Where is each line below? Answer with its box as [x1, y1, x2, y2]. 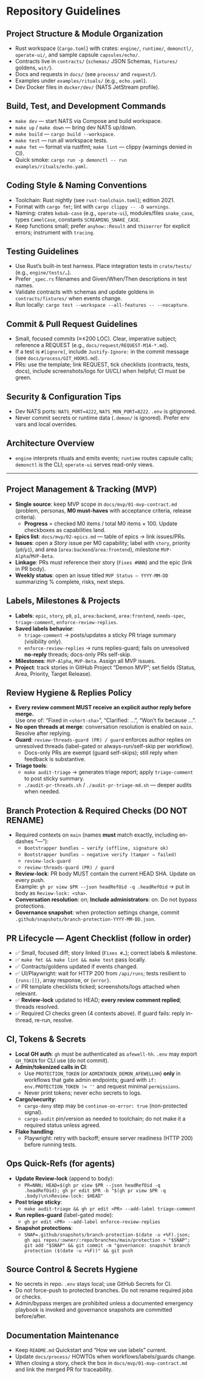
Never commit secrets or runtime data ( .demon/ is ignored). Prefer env [15, 414, 190, 421]
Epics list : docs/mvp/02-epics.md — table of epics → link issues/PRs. [15, 533, 186, 540]
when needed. [24, 788, 61, 795]
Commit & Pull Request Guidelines [6, 318, 138, 329]
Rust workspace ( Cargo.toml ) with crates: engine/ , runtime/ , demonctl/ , [15, 44, 194, 52]
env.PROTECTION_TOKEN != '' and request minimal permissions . [24, 1082, 181, 1090]
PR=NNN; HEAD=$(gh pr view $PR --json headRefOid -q [24, 1182, 161, 1188]
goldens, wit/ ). [15, 64, 53, 71]
